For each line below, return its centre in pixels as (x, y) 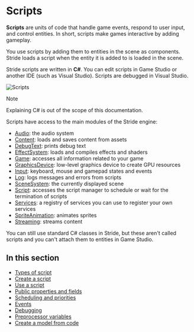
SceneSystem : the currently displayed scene (69, 184)
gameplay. (19, 40)
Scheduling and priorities (45, 298)
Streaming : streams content (48, 222)
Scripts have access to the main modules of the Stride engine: (82, 121)
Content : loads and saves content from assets (71, 139)
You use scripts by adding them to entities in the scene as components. (93, 51)
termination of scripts (41, 196)
